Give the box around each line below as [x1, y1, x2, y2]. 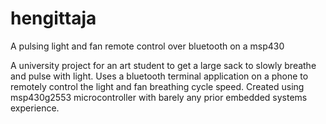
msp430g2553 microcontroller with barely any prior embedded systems [10, 91, 308, 103]
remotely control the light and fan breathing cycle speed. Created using [10, 80, 305, 92]
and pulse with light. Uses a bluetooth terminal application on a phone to [10, 70, 309, 82]
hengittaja [10, 7, 97, 30]
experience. [10, 102, 60, 114]
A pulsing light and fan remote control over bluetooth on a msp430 [10, 40, 285, 52]
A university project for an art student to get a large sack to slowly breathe [10, 59, 317, 71]
